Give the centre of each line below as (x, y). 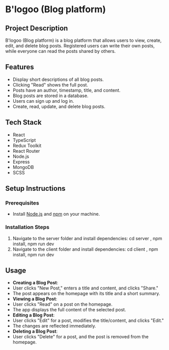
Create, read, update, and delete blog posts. (59, 106)
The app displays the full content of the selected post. (69, 310)
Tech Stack (23, 122)
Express (21, 162)
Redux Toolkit (27, 145)
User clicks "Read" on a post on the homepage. (63, 304)
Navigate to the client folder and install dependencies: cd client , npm (86, 249)
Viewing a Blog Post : (35, 299)
